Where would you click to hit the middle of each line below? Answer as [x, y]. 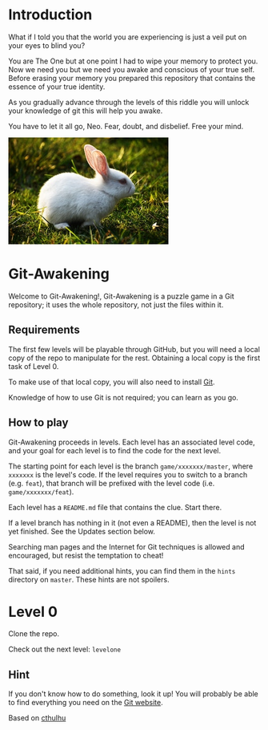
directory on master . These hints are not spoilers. [89, 579]
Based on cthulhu [37, 718]
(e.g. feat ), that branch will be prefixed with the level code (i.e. [112, 483]
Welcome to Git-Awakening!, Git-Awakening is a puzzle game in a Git [121, 296]
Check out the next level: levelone [65, 649]
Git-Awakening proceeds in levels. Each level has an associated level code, [132, 442]
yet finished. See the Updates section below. [82, 531]
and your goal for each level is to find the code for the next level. [115, 450]
